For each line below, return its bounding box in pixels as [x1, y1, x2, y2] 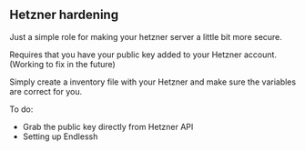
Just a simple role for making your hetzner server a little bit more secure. [9, 31, 282, 42]
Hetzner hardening [9, 7, 119, 23]
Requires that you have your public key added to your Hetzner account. [9, 49, 278, 60]
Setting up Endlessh [22, 131, 98, 142]
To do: [9, 104, 34, 115]
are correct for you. [9, 86, 83, 96]
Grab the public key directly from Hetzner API [22, 121, 194, 132]
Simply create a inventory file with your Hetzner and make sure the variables [9, 76, 297, 87]
